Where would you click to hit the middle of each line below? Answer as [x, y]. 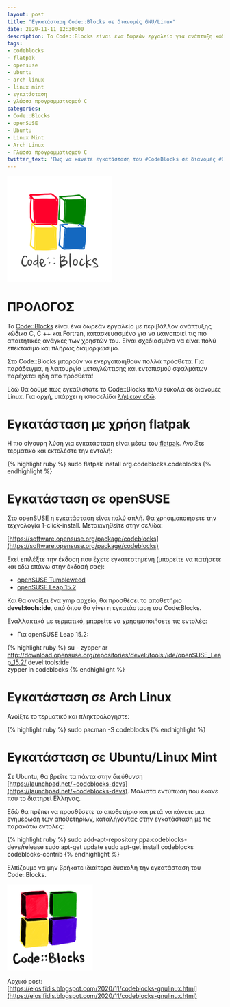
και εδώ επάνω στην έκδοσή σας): [56, 566]
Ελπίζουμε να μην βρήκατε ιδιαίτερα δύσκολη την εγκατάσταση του [104, 867]
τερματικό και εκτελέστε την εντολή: [60, 451]
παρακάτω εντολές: [36, 826]
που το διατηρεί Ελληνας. [44, 798]
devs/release [26, 847]
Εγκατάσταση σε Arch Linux [90, 698]
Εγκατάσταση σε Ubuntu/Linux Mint [112, 757]
